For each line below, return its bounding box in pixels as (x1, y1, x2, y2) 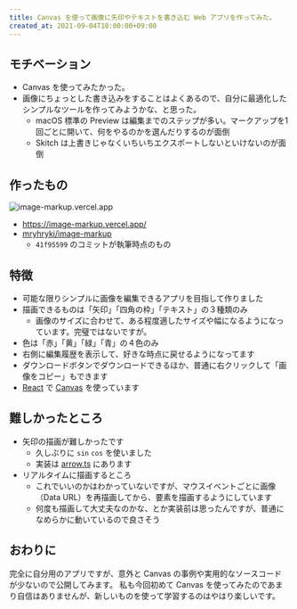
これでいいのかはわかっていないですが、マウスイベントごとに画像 (35, 481, 277, 491)
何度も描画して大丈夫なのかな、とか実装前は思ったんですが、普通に (35, 503, 285, 514)
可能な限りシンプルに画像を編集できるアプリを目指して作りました (21, 292, 264, 303)
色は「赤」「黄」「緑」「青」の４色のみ (21, 337, 159, 348)
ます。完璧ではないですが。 (51, 326, 152, 337)
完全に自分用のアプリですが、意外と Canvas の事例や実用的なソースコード (9, 568, 283, 579)
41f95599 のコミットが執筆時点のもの (35, 239, 172, 250)
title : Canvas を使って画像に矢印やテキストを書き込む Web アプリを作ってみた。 (9, 12, 277, 22)
